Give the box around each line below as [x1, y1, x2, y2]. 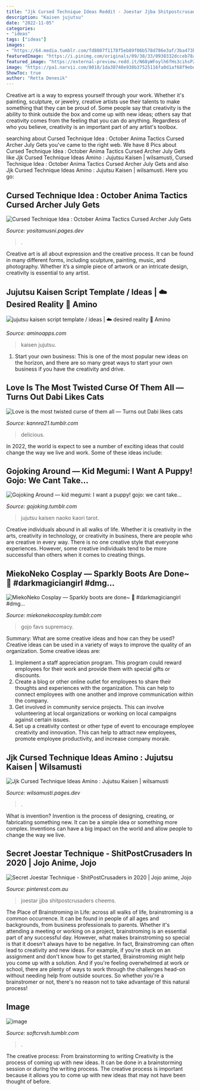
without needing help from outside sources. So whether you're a [6, 972, 164, 979]
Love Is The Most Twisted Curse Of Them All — [6, 383, 185, 393]
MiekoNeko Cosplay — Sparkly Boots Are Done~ [6, 568, 189, 579]
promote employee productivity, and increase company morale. [14, 735, 171, 742]
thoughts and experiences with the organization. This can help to [14, 685, 174, 692]
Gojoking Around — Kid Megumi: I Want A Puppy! [6, 466, 193, 476]
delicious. [20, 431, 45, 438]
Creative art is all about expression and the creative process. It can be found [6, 250, 193, 257]
